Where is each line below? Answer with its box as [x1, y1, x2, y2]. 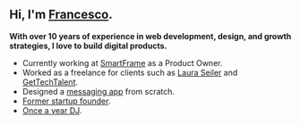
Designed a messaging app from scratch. [21, 86, 176, 96]
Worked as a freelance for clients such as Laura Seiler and [21, 67, 238, 78]
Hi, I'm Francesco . [9, 7, 114, 22]
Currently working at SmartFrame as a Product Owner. [21, 57, 223, 68]
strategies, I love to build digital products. [9, 40, 167, 51]
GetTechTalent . [21, 76, 79, 87]
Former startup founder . [21, 96, 111, 106]
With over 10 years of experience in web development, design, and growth [9, 30, 292, 41]
